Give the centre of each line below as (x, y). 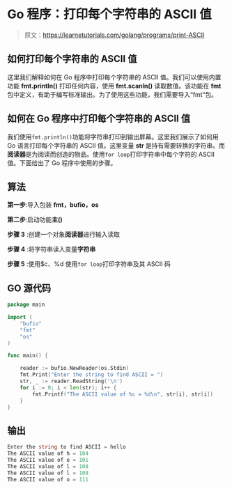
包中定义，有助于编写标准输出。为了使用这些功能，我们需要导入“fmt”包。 (113, 94)
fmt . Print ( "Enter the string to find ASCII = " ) (92, 375)
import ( (20, 318)
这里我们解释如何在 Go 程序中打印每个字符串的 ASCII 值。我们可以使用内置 (114, 77)
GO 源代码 (29, 288)
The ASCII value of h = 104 (48, 453)
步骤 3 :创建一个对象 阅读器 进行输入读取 (64, 235)
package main (26, 305)
